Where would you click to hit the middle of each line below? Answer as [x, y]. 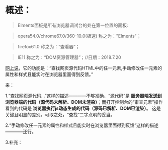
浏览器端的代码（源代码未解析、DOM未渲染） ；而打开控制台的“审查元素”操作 [84, 102]
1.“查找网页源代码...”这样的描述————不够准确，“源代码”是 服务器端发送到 [83, 96]
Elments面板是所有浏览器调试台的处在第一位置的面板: [73, 25]
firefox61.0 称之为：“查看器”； [49, 46]
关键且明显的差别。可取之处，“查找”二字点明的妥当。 [60, 114]
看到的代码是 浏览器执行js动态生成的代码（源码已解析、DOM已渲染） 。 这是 [83, 108]
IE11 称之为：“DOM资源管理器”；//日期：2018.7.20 [69, 57]
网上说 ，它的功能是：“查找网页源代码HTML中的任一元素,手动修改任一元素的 [84, 68]
